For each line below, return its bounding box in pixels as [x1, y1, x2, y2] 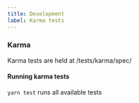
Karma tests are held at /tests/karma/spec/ [7, 56, 132, 64]
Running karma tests [7, 72, 70, 81]
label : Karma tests [7, 17, 65, 24]
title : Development [7, 10, 65, 18]
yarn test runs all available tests [7, 88, 102, 96]
